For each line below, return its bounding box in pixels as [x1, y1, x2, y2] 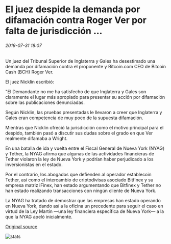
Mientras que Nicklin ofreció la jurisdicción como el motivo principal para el [5, 125, 164, 131]
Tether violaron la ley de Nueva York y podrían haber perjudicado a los [5, 156, 154, 162]
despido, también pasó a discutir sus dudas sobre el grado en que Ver [5, 130, 153, 136]
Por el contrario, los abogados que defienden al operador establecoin [5, 172, 152, 178]
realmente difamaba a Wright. [5, 135, 68, 142]
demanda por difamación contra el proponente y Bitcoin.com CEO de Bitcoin [5, 64, 166, 70]
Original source [5, 224, 38, 230]
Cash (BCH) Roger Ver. [5, 69, 54, 75]
